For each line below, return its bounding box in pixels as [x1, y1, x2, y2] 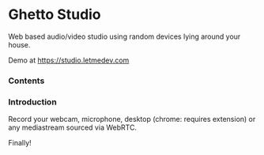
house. [8, 40, 31, 49]
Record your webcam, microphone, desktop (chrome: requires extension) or [8, 115, 256, 124]
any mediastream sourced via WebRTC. [8, 123, 137, 132]
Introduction [8, 96, 57, 108]
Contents [8, 75, 45, 86]
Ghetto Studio [8, 6, 101, 24]
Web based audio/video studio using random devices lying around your [8, 32, 241, 41]
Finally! [8, 138, 32, 148]
